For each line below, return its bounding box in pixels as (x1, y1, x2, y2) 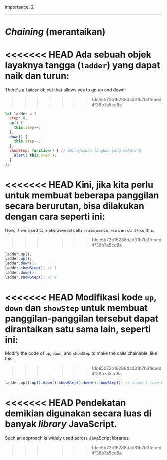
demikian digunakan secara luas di (5, 408, 152, 419)
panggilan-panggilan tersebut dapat (5, 313, 159, 324)
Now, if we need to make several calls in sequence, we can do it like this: (5, 227, 154, 233)
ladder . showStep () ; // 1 (5, 266, 57, 271)
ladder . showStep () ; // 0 (5, 275, 57, 280)
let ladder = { (5, 112, 37, 116)
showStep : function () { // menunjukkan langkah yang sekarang (9, 148, 141, 153)
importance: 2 (5, 4, 34, 10)
